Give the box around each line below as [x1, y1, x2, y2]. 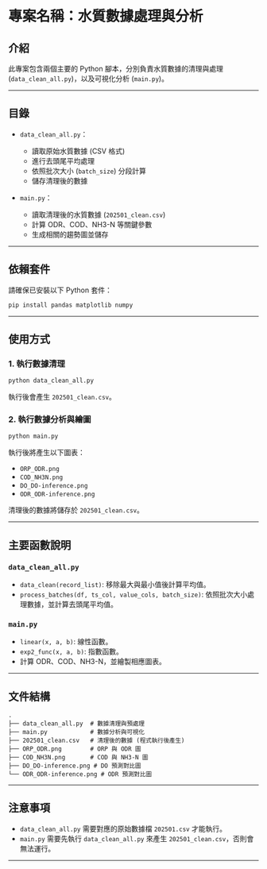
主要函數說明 [8, 538, 72, 552]
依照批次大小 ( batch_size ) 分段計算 [31, 166, 147, 176]
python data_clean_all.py [8, 377, 94, 385]
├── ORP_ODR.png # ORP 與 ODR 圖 [8, 745, 141, 753]
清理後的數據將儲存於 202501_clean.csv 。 [8, 505, 145, 515]
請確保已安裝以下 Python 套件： [8, 285, 113, 295]
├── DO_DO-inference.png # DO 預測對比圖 [8, 762, 141, 771]
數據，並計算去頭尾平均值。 [26, 599, 118, 608]
